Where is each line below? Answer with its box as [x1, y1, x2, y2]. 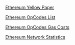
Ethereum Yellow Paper [5, 5, 55, 10]
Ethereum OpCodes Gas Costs [5, 24, 70, 30]
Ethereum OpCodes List [5, 14, 56, 20]
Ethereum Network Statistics [5, 34, 65, 40]
